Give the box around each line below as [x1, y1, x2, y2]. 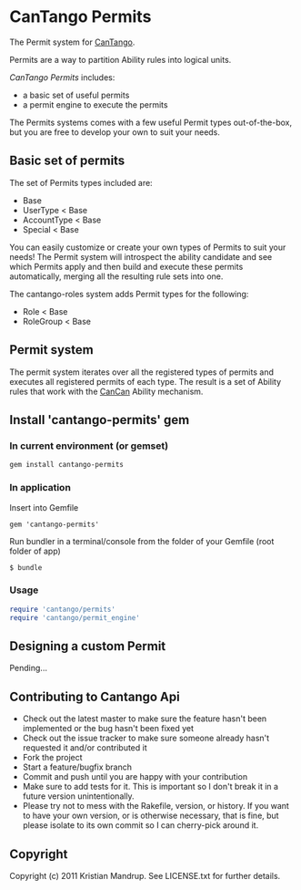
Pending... [9, 663, 48, 674]
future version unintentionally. [22, 791, 135, 802]
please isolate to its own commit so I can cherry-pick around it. [22, 820, 259, 831]
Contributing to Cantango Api [9, 688, 180, 704]
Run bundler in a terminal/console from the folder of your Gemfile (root [9, 535, 275, 546]
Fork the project [22, 752, 84, 763]
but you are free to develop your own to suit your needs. [9, 126, 221, 138]
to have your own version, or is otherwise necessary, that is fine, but [22, 810, 279, 822]
